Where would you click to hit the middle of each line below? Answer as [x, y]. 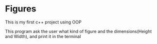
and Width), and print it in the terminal [43, 36]
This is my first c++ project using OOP [43, 22]
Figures [21, 9]
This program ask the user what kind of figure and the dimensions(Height [78, 31]
